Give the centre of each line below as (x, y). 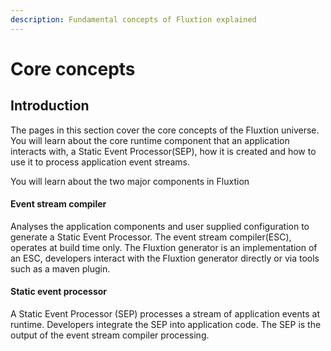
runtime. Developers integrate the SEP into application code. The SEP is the (166, 325)
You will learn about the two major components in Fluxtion (130, 181)
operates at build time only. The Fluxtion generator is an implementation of (164, 247)
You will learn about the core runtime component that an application (150, 140)
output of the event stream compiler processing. (110, 335)
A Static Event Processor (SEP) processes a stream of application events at (165, 314)
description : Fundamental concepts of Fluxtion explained (133, 19)
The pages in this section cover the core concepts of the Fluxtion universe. (165, 130)
